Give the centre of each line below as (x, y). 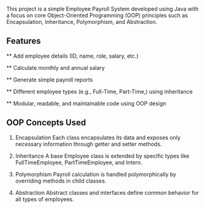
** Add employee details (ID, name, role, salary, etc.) (73, 56)
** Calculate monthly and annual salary (56, 67)
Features (24, 41)
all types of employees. (45, 199)
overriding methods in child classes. (61, 181)
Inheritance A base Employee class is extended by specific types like (102, 156)
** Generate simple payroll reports (50, 80)
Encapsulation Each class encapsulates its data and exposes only (98, 137)
